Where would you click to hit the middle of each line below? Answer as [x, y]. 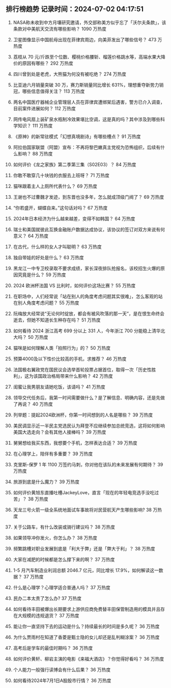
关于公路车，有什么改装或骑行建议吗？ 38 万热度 [64, 527]
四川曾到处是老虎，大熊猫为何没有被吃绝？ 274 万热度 [70, 74]
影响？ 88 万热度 [35, 153]
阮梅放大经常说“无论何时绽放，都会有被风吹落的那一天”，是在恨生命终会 [89, 313]
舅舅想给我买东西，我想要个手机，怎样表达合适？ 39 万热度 [75, 443]
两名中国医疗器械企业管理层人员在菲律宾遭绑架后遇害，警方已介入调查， [89, 102]
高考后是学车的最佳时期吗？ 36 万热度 [53, 648]
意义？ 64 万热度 [31, 235]
